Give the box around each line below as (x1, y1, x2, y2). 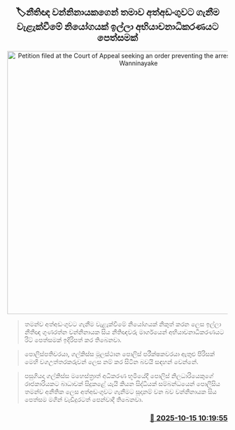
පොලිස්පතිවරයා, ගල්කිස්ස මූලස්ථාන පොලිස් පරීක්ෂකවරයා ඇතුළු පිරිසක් (24, 349, 215, 358)
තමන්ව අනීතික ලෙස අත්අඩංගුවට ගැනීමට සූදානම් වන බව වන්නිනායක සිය (24, 387, 217, 396)
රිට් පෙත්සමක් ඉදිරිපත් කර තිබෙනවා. (24, 335, 122, 344)
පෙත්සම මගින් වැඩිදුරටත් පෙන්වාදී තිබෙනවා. (24, 395, 143, 403)
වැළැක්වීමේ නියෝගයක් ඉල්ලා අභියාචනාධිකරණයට (16, 21, 219, 33)
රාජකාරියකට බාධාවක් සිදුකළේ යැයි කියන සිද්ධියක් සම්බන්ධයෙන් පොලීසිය (24, 379, 220, 388)
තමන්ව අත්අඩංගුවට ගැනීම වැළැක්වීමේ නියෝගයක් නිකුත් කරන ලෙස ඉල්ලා (24, 319, 222, 328)
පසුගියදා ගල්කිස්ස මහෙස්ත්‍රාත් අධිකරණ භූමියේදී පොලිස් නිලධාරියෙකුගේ (24, 371, 214, 379)
